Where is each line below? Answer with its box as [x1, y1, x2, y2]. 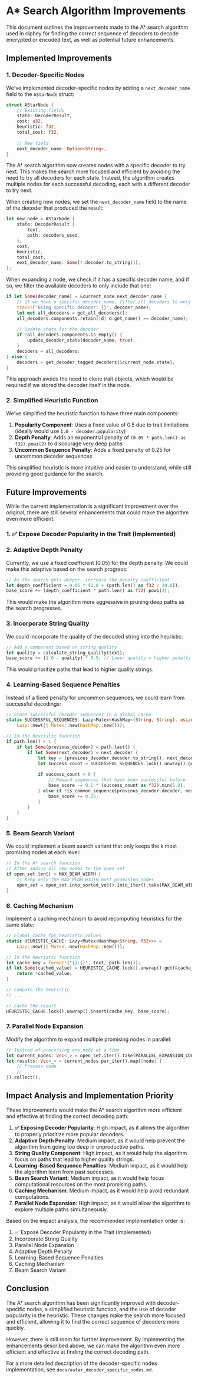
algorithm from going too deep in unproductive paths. [14, 1143, 145, 1150]
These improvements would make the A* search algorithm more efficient [6, 1106, 182, 1113]
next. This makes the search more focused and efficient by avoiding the [6, 168, 180, 175]
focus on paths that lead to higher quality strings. [14, 1156, 134, 1163]
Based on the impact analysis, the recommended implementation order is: [6, 1217, 186, 1224]
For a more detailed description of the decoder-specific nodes [6, 1360, 157, 1367]
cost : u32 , [16, 118, 44, 124]
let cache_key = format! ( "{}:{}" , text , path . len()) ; [6, 960, 141, 965]
